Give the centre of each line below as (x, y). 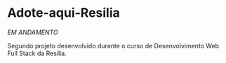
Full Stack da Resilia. (37, 53)
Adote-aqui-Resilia (64, 13)
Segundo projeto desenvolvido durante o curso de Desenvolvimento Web (113, 45)
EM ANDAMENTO (33, 32)
